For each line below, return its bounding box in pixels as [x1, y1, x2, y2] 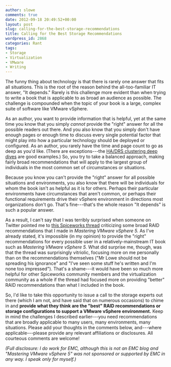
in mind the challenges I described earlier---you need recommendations [5, 314, 157, 320]
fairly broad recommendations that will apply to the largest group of [5, 159, 148, 165]
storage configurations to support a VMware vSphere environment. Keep [5, 308, 163, 314]
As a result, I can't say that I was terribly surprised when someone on [5, 217, 151, 223]
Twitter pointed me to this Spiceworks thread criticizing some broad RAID [5, 222, 160, 228]
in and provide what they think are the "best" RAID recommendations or [5, 303, 161, 309]
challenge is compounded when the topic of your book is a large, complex [5, 100, 161, 106]
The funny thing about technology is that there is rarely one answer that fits [5, 79, 164, 85]
